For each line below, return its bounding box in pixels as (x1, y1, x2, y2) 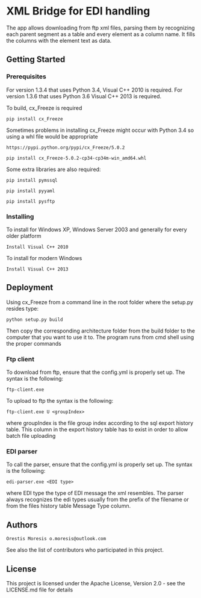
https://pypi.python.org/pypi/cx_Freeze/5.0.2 (6, 145, 125, 151)
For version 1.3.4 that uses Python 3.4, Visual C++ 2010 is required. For (6, 86, 182, 93)
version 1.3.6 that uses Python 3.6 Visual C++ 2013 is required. (6, 92, 162, 100)
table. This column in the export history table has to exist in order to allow (6, 426, 188, 433)
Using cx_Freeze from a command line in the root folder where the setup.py (6, 298, 194, 305)
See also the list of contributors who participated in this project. (6, 546, 164, 553)
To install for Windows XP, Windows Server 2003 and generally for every (6, 226, 188, 233)
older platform (6, 232, 42, 239)
